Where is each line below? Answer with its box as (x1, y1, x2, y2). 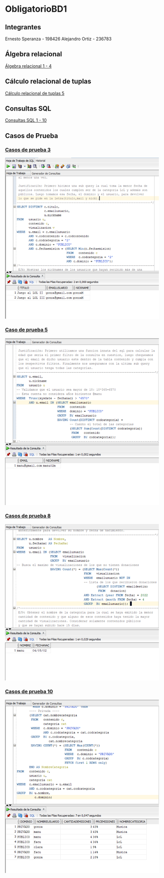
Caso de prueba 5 (5, 326, 48, 333)
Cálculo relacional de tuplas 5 (5, 90, 65, 96)
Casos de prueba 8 (5, 513, 51, 520)
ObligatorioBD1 (5, 3, 67, 15)
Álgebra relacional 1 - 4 (5, 63, 52, 69)
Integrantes (5, 23, 41, 31)
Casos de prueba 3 (5, 146, 51, 153)
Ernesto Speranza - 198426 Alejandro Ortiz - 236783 (5, 36, 112, 42)
